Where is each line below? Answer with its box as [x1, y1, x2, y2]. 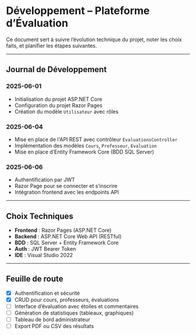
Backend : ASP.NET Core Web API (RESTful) [14, 233, 122, 240]
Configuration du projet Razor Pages [14, 101, 103, 109]
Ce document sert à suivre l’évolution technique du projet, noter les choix [6, 36, 182, 43]
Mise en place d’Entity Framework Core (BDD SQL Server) [14, 148, 155, 155]
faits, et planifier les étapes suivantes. [6, 42, 97, 49]
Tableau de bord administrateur [14, 316, 90, 323]
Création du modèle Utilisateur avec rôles [14, 108, 118, 115]
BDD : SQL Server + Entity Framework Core [14, 239, 119, 247]
